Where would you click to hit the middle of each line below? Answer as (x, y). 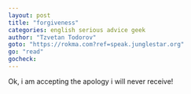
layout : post (29, 15)
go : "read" (26, 52)
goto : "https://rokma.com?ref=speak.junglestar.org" (96, 45)
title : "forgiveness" (44, 23)
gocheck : (22, 60)
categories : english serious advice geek (77, 30)
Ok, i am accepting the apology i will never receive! (91, 81)
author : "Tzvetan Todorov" (52, 37)
